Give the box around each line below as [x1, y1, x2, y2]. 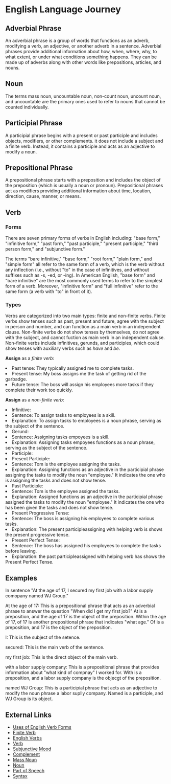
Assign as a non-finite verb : [5, 397, 65, 403]
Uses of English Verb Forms [12, 724, 71, 730]
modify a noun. [5, 148, 37, 154]
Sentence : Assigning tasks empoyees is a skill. [12, 434, 110, 440]
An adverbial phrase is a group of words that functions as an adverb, [5, 37, 150, 43]
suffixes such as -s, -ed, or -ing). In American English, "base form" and [5, 272, 155, 278]
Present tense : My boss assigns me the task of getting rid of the [12, 371, 146, 377]
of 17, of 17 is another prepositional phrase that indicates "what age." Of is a [5, 619, 164, 625]
